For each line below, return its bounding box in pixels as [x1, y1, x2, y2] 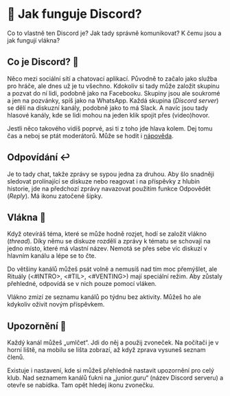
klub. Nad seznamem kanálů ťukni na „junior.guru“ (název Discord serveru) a [7, 374, 224, 382]
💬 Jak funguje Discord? [7, 6, 142, 22]
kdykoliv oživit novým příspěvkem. [7, 300, 105, 309]
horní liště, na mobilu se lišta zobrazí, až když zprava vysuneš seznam [7, 346, 206, 354]
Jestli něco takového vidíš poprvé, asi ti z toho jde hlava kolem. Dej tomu [7, 124, 213, 133]
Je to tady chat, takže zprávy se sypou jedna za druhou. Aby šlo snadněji [7, 170, 215, 178]
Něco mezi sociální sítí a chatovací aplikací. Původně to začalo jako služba [7, 74, 218, 82]
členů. [7, 353, 25, 362]
